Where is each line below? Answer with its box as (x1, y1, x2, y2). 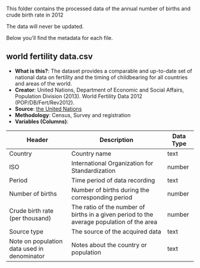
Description (99, 135, 134, 144)
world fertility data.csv (6, 52, 93, 62)
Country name (71, 149, 112, 157)
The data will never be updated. (6, 23, 85, 30)
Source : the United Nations (14, 105, 82, 112)
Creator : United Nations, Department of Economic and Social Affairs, (14, 86, 185, 93)
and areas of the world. (14, 80, 73, 87)
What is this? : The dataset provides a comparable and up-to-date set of (14, 67, 192, 74)
